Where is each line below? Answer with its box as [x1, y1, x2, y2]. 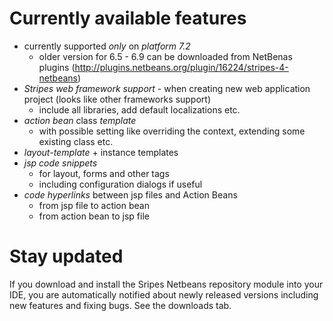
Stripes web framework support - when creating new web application [23, 82, 311, 94]
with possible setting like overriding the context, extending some [38, 125, 306, 137]
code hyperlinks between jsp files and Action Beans [23, 188, 238, 201]
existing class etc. [38, 135, 114, 147]
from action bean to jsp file [38, 210, 150, 222]
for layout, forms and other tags [38, 167, 170, 179]
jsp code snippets [23, 157, 98, 169]
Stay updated [9, 245, 124, 268]
